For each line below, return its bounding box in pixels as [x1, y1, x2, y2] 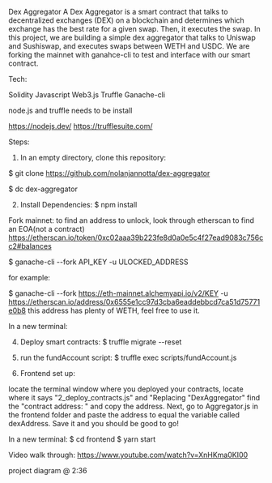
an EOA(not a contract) [8, 224, 85, 233]
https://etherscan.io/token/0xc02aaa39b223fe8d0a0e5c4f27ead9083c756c [8, 233, 264, 242]
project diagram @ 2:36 [8, 466, 87, 475]
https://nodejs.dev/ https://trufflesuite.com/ [8, 122, 153, 130]
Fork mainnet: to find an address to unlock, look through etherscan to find [8, 216, 255, 225]
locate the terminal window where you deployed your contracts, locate [8, 384, 244, 394]
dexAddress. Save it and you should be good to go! [8, 419, 180, 428]
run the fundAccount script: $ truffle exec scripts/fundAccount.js [19, 353, 237, 362]
